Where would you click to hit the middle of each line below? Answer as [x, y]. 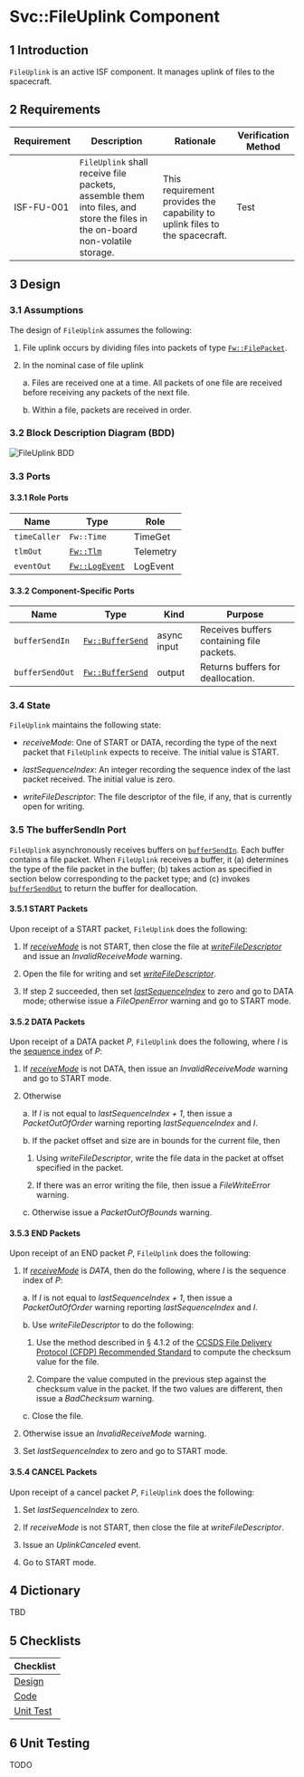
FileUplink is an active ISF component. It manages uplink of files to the [142, 71]
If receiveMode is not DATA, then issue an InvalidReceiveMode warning [155, 1069]
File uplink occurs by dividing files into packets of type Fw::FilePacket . [155, 347]
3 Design [35, 285]
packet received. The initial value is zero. [99, 779]
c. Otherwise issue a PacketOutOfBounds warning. [117, 1212]
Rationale [195, 140]
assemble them [112, 195]
